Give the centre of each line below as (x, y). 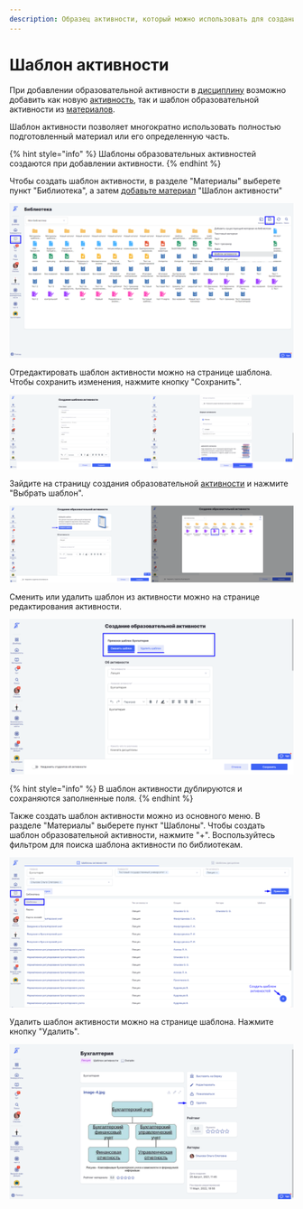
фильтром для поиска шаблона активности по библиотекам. (126, 845)
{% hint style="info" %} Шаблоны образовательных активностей (133, 153)
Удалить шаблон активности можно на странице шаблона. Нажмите (142, 1022)
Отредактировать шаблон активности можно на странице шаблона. (141, 372)
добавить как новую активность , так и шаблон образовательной (134, 99)
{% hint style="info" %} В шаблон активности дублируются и (126, 789)
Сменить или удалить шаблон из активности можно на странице (134, 597)
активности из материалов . (62, 109)
